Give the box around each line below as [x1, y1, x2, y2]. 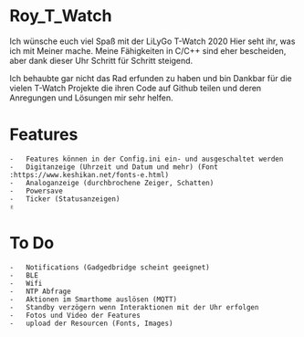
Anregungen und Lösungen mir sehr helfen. [9, 92, 173, 103]
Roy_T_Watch [9, 5, 112, 26]
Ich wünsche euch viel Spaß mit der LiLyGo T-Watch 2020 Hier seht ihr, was [9, 36, 296, 47]
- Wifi [9, 279, 43, 288]
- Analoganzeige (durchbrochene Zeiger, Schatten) [9, 178, 215, 187]
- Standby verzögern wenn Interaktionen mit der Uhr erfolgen [9, 302, 259, 311]
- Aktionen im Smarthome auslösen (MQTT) [9, 294, 178, 304]
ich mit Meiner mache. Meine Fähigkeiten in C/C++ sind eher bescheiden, [9, 45, 287, 56]
